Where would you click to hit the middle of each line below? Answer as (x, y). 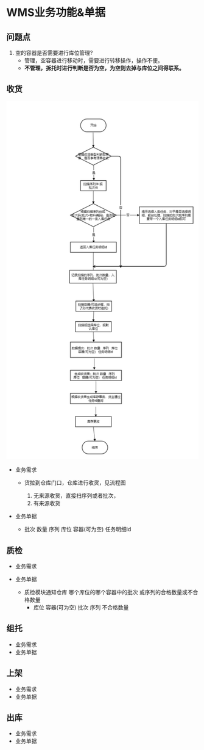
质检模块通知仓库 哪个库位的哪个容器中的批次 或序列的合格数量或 (106, 592)
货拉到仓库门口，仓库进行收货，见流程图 (75, 482)
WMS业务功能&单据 (56, 13)
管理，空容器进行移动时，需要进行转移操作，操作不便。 (93, 60)
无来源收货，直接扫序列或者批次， (76, 496)
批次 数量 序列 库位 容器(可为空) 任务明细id (78, 530)
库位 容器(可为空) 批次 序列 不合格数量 (81, 607)
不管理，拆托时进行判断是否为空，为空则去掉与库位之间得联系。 (104, 68)
